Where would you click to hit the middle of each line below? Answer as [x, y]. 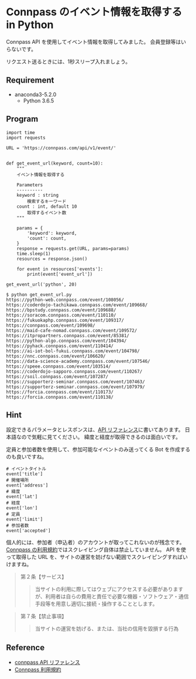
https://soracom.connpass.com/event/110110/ [61, 315]
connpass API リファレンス [47, 663]
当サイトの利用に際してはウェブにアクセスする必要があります [109, 589]
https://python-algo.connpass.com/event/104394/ [66, 341]
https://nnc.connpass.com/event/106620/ [56, 356]
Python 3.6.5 [39, 101]
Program [22, 119]
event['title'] [25, 474]
